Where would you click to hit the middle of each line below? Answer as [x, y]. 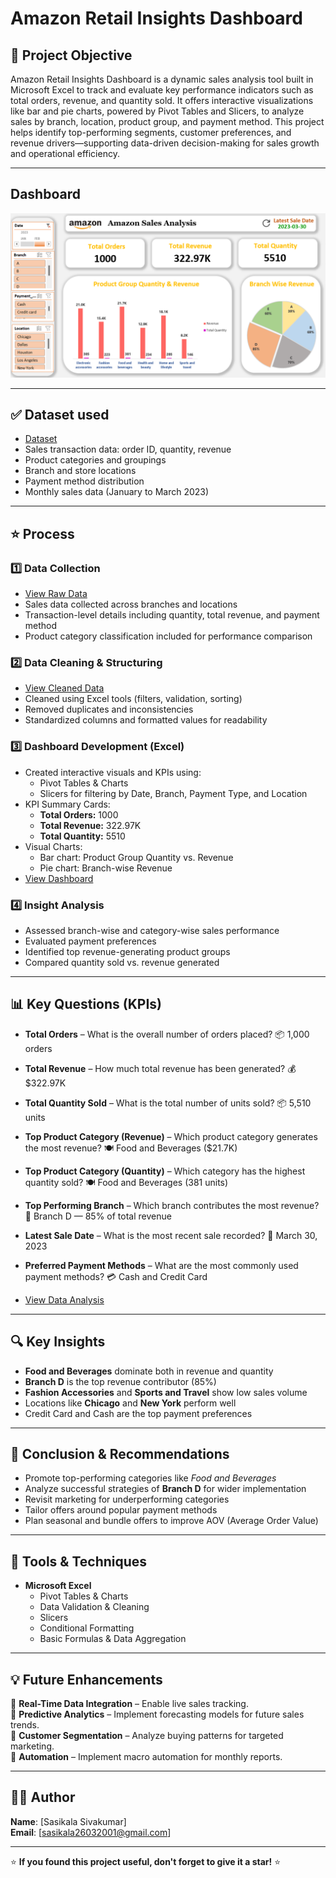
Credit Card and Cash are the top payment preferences [138, 1413]
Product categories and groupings [95, 460]
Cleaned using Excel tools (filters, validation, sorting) [133, 699]
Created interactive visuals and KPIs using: [113, 772]
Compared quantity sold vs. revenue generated [122, 963]
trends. [25, 1725]
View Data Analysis [64, 1299]
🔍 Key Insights [58, 1342]
